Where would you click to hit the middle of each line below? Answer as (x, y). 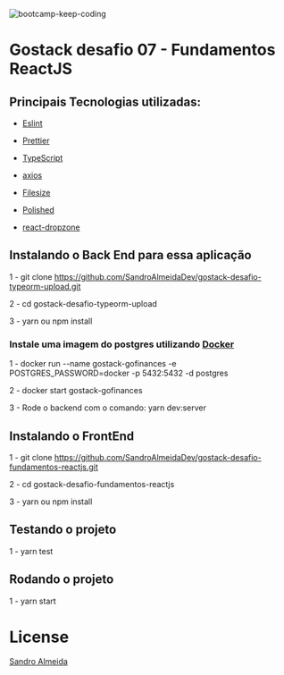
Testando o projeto (63, 530)
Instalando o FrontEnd (72, 436)
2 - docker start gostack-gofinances (76, 391)
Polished (38, 210)
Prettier (36, 140)
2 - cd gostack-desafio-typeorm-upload (84, 303)
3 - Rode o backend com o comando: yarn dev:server (108, 408)
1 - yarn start (33, 601)
